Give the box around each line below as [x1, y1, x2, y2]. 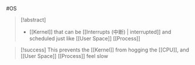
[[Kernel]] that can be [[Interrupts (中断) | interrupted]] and [29, 29, 172, 35]
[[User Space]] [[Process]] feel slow [20, 53, 109, 59]
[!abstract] [20, 16, 46, 23]
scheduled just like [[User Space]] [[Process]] [29, 35, 140, 42]
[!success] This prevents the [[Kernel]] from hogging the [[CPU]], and [20, 46, 190, 53]
